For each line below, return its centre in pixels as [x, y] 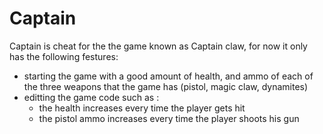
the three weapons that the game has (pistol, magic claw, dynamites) [166, 86]
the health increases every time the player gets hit [142, 108]
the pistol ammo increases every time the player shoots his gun [169, 118]
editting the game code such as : [91, 97]
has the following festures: [64, 56]
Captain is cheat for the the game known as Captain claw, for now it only [158, 46]
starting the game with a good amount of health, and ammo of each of [168, 76]
